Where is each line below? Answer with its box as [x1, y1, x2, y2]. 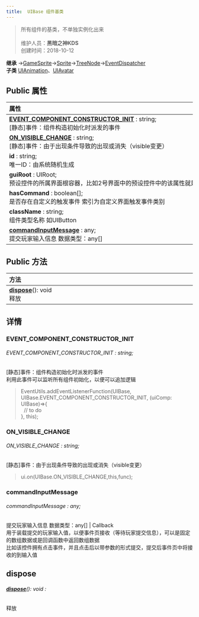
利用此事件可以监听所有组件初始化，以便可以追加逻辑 [6, 375, 136, 383]
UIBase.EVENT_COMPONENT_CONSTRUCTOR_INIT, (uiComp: [20, 394, 172, 401]
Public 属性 [6, 86, 47, 96]
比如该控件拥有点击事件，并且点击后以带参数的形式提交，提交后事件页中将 [6, 544, 188, 551]
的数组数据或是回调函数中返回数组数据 [6, 536, 99, 544]
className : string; [9, 208, 64, 216]
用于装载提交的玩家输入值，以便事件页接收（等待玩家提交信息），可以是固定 [6, 529, 191, 536]
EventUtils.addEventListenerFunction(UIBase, [20, 387, 132, 394]
